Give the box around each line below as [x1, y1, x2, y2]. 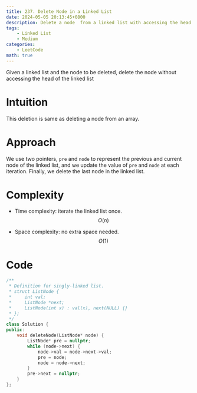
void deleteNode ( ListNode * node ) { [17, 332, 104, 339]
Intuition [6, 95, 48, 109]
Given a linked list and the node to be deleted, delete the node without [6, 68, 177, 75]
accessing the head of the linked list [6, 75, 94, 82]
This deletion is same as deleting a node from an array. [6, 115, 140, 122]
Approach [6, 136, 56, 149]
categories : [6, 42, 35, 48]
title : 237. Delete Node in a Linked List [6, 8, 112, 15]
